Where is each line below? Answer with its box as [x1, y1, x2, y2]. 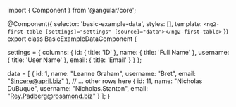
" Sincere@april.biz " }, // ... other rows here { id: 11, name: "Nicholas [7, 77, 203, 85]
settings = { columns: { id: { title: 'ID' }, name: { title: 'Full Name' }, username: [7, 49, 230, 56]
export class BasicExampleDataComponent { [7, 34, 137, 43]
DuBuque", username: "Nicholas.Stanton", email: [7, 84, 148, 92]
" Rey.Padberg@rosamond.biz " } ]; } [7, 92, 111, 100]
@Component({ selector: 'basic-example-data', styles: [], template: [7, 20, 202, 27]
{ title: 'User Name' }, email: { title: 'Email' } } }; [7, 56, 142, 64]
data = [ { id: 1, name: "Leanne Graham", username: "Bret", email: [7, 70, 196, 77]
